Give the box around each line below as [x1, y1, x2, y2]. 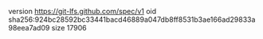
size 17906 [51, 23, 87, 32]
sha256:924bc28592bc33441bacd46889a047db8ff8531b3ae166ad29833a [8, 15, 256, 24]
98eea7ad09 [8, 23, 50, 32]
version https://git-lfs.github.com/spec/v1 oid [8, 7, 157, 16]
